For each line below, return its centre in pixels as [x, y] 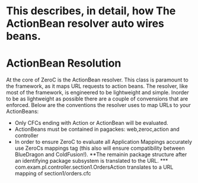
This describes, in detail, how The [91, 11]
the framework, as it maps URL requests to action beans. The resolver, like [97, 86]
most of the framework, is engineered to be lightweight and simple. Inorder [98, 93]
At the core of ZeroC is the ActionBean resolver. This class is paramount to [97, 80]
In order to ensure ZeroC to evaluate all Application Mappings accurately [103, 142]
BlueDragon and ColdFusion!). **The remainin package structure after [101, 154]
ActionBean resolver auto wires [85, 23]
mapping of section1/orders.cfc [53, 173]
